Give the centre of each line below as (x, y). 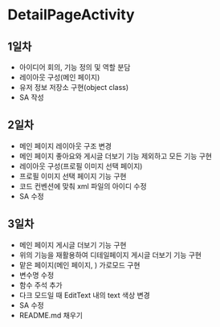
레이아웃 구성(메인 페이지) (59, 77)
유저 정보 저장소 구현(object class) (74, 87)
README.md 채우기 (51, 315)
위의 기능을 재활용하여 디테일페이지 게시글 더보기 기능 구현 (110, 255)
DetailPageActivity (71, 15)
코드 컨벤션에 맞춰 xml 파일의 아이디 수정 (83, 186)
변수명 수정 (37, 275)
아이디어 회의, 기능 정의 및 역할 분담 (75, 67)
